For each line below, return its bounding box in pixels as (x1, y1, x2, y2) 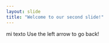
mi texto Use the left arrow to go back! (6, 30, 100, 37)
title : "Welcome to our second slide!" (6, 14, 104, 20)
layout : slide (6, 8, 41, 15)
